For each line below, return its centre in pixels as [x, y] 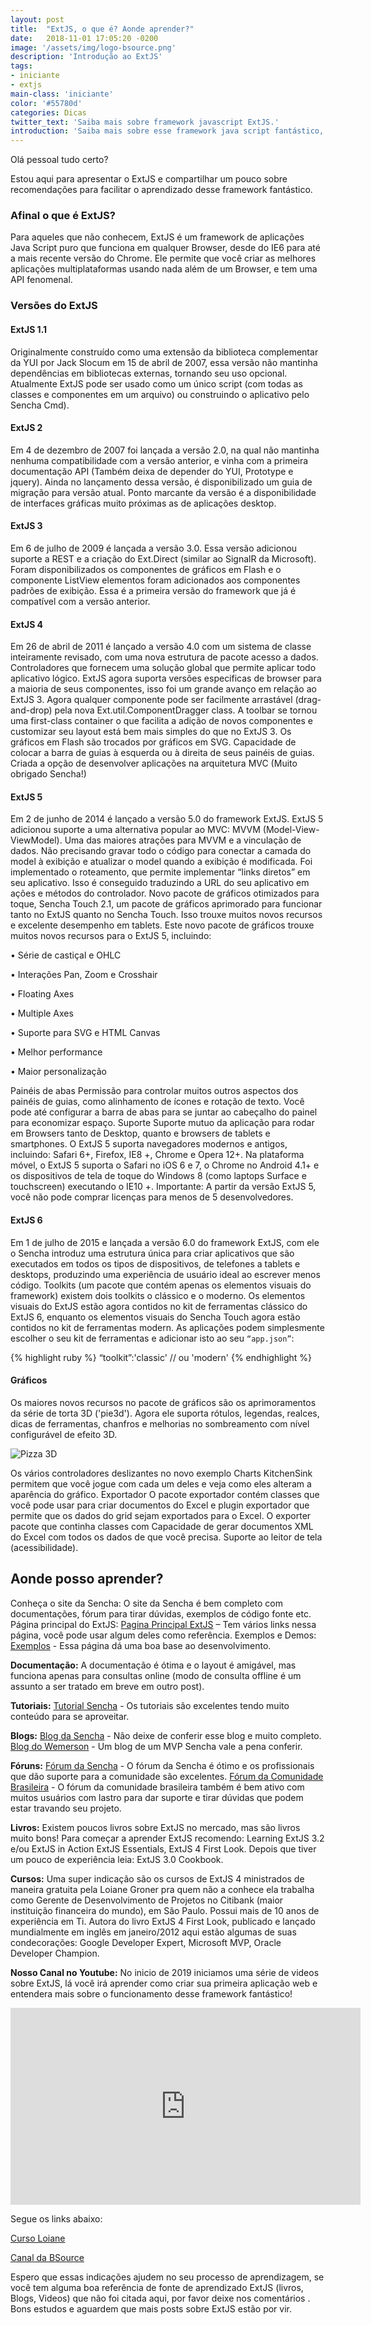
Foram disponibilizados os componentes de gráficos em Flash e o [146, 569]
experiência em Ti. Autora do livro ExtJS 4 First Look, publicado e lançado [163, 1921]
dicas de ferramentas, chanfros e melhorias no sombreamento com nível [160, 1423]
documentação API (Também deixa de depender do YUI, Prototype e [152, 471]
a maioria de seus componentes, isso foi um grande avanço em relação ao [163, 689]
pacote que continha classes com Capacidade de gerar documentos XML [162, 1526]
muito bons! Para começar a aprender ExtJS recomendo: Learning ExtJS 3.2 [167, 1838]
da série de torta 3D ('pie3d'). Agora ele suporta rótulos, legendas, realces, [165, 1413]
